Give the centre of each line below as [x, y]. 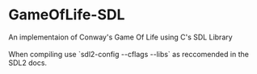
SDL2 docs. [27, 63]
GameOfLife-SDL [67, 15]
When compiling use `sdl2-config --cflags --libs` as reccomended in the [128, 54]
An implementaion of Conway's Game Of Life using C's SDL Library [120, 37]
